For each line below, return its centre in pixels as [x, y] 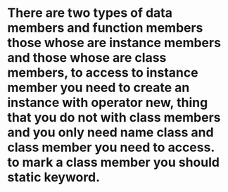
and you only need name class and [110, 133]
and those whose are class [87, 58]
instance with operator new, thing [108, 103]
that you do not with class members [114, 118]
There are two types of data [90, 13]
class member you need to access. [111, 147]
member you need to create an [99, 88]
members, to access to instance [103, 73]
